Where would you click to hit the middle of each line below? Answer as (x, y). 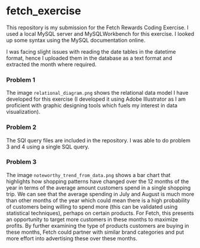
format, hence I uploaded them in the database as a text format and (89, 58)
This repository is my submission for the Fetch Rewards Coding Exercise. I (98, 27)
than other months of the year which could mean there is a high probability (98, 200)
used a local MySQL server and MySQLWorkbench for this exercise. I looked (100, 33)
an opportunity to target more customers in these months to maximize (92, 219)
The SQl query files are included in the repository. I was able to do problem (99, 140)
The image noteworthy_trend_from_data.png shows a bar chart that (88, 175)
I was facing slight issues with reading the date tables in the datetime (91, 51)
